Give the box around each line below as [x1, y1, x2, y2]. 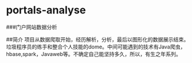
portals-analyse [6, 3, 86, 17]
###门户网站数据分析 [6, 23, 58, 30]
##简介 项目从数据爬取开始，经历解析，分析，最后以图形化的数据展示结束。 [6, 36, 189, 43]
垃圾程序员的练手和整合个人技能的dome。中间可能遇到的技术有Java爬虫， [6, 43, 186, 50]
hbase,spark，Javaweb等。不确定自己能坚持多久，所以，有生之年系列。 [6, 50, 181, 57]
